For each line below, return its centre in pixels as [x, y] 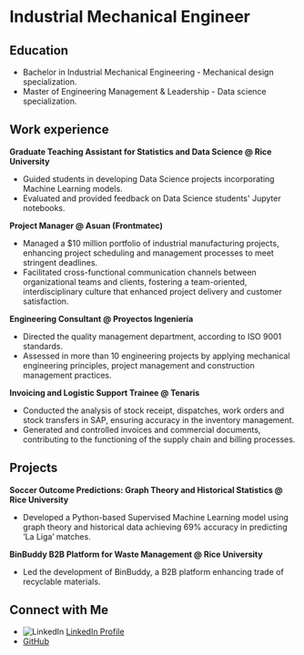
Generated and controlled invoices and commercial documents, [142, 429]
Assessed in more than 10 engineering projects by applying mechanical [156, 356]
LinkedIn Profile [95, 632]
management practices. [67, 375]
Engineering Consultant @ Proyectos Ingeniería [101, 318]
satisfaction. [46, 301]
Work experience [59, 130]
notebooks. [44, 207]
